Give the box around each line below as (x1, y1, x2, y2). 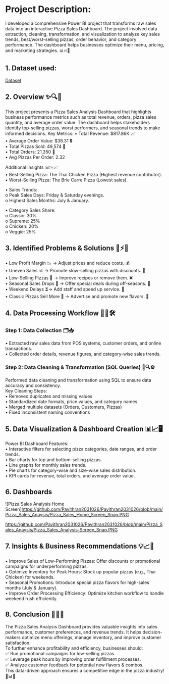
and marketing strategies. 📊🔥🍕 (5, 47, 71, 54)
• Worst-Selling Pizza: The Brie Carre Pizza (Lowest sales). (5, 177, 128, 183)
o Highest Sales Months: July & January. (5, 197, 89, 203)
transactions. (5, 346, 33, 352)
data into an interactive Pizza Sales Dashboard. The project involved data (5, 25, 157, 31)
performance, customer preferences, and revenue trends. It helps (5, 629, 142, 635)
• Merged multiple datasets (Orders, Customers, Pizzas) (5, 404, 122, 410)
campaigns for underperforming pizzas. (5, 563, 88, 569)
